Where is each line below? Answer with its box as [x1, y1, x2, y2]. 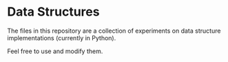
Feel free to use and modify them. [7, 47, 103, 55]
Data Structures [7, 4, 100, 20]
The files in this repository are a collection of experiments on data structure [7, 27, 221, 35]
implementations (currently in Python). [7, 33, 116, 42]
